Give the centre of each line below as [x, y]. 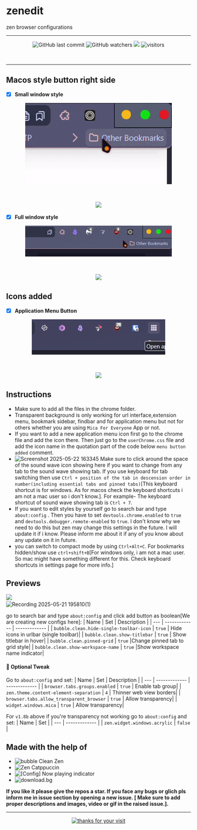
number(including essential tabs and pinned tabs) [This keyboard [96, 484]
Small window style [39, 94]
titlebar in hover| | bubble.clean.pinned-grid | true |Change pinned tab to [95, 641]
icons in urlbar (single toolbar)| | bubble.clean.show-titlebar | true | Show [96, 635]
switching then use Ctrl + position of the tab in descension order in [102, 477]
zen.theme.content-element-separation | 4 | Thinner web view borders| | [93, 692]
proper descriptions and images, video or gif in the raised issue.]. [87, 804]
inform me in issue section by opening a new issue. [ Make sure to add [93, 798]
